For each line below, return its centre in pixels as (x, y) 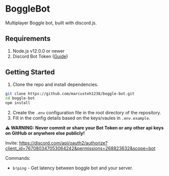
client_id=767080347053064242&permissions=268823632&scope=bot (80, 148)
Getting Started (30, 72)
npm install (18, 103)
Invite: (12, 143)
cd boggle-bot (20, 98)
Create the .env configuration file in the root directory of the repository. (87, 113)
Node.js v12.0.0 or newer (38, 51)
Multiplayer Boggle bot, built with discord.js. (51, 23)
